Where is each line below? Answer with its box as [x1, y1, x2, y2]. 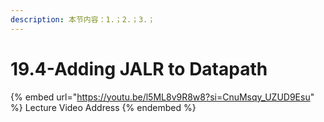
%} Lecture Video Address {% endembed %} [10, 101, 197, 113]
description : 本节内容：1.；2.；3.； [10, 14, 156, 25]
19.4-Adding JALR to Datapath [10, 57, 268, 80]
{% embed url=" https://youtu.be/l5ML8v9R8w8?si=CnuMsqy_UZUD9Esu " [10, 91, 315, 103]
